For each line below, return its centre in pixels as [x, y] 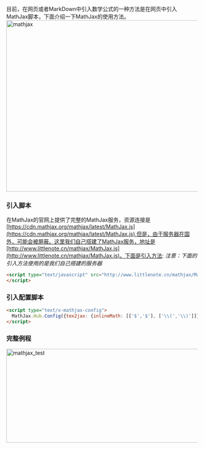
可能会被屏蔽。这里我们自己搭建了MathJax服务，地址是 [86, 242]
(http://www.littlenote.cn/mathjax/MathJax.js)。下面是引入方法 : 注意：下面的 [102, 256]
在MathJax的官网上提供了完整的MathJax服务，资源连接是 [78, 220]
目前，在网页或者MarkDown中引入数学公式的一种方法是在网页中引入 [92, 9]
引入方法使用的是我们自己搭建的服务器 [54, 264]
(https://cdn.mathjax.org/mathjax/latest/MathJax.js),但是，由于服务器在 [96, 234]
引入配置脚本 [25, 297]
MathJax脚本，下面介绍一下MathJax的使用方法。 [68, 16]
